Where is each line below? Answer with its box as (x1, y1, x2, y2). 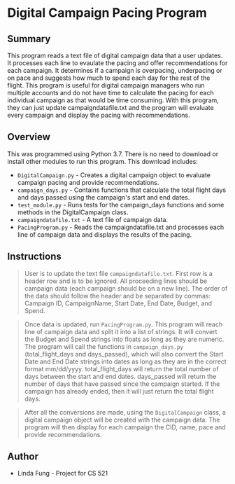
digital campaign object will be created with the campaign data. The (24, 415, 220, 424)
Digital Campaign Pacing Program (7, 5, 208, 21)
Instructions (7, 251, 62, 263)
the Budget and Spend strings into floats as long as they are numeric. (24, 335, 225, 343)
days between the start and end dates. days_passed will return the (24, 372, 217, 380)
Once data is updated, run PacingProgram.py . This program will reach (24, 320, 223, 329)
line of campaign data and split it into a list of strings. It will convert (24, 327, 218, 336)
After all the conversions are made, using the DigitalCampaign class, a (24, 408, 226, 416)
